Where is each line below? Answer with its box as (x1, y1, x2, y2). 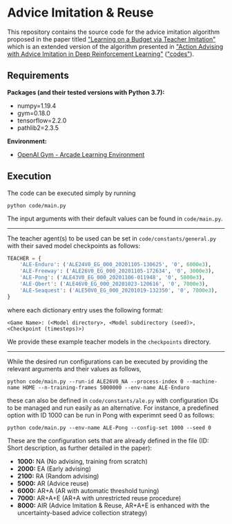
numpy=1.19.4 (17, 102, 57, 110)
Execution (7, 171, 52, 183)
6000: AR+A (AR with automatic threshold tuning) (17, 486, 159, 495)
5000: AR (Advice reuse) (17, 479, 89, 487)
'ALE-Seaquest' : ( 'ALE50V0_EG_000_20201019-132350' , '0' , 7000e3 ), (19, 287, 217, 294)
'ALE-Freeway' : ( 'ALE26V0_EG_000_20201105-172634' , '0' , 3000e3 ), (19, 268, 215, 274)
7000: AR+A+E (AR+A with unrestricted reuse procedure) (17, 494, 182, 502)
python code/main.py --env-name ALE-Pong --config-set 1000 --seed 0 (7, 424, 212, 431)
